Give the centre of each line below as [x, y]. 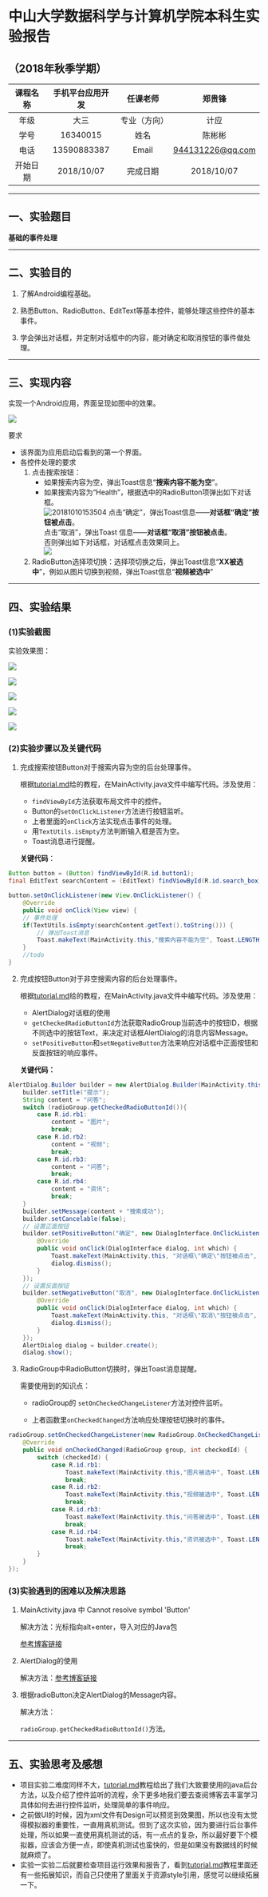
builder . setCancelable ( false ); [75, 1219]
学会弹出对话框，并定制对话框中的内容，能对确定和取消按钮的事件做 [132, 338]
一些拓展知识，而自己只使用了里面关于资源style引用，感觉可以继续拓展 [143, 1875]
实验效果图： [29, 651]
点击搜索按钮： [56, 472]
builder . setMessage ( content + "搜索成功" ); [94, 1211]
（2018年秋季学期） [58, 68]
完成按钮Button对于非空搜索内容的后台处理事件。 [100, 979]
